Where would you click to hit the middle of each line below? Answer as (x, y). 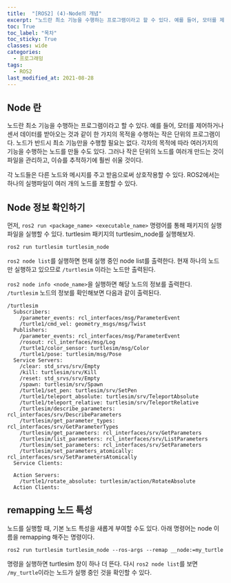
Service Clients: (38, 463)
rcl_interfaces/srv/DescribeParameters (64, 415)
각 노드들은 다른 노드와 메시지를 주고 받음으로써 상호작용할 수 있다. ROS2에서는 (113, 175)
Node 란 (24, 108)
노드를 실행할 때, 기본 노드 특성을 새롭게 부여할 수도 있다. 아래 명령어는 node (110, 528)
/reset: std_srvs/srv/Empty (60, 378)
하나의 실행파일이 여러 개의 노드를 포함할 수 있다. (72, 183)
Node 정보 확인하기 (46, 207)
